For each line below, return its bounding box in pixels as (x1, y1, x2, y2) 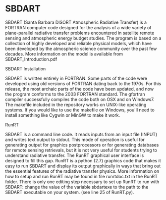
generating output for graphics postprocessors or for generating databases (5, 142, 159, 148)
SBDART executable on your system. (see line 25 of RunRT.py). (5, 189, 134, 195)
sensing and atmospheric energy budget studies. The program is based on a (5, 35, 162, 41)
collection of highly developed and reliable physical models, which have (5, 40, 152, 46)
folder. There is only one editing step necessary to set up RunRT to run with (5, 179, 160, 185)
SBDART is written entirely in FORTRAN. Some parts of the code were (5, 75, 148, 81)
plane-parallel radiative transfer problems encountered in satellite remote (5, 30, 155, 36)
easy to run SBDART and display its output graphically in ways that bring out (5, 163, 161, 169)
